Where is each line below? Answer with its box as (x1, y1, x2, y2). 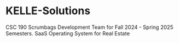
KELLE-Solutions (5, 4, 90, 18)
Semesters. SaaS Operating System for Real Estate (5, 29, 130, 37)
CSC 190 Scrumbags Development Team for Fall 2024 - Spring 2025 (5, 24, 174, 31)
